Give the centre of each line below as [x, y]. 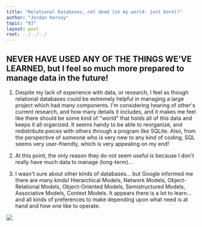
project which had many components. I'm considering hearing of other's [105, 105]
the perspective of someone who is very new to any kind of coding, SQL [105, 137]
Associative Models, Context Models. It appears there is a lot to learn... [103, 193]
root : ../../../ [27, 35]
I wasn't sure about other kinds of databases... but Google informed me [104, 174]
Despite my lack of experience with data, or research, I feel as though [102, 92]
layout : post [23, 29]
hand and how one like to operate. [57, 206]
